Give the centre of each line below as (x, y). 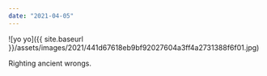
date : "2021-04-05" (41, 16)
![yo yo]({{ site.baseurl (46, 39)
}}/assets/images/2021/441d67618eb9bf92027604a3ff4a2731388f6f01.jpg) (134, 47)
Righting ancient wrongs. (50, 63)
